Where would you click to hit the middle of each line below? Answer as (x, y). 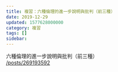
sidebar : (17, 39)
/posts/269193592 (28, 63)
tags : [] (17, 33)
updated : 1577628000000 (35, 22)
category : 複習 (24, 28)
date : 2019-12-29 (27, 17)
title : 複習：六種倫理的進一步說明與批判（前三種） (60, 11)
